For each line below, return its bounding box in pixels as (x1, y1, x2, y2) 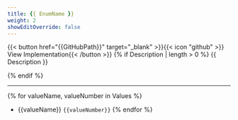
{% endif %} (7, 71, 44, 80)
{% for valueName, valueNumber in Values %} (7, 92, 143, 100)
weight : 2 (7, 17, 37, 24)
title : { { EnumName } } (7, 10, 74, 18)
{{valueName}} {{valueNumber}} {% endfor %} (17, 105, 153, 114)
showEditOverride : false (7, 23, 81, 30)
